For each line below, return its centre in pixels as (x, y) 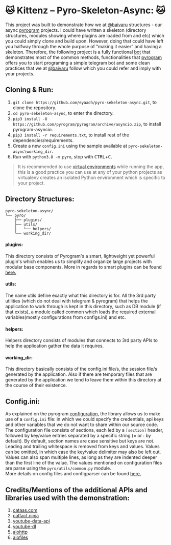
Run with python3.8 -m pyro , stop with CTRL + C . (62, 156)
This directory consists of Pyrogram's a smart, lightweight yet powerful (80, 256)
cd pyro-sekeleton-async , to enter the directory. (63, 113)
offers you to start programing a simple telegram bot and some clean (78, 63)
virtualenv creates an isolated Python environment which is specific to (92, 177)
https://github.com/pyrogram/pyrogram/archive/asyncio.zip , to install (87, 124)
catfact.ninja (26, 516)
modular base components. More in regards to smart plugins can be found (83, 267)
